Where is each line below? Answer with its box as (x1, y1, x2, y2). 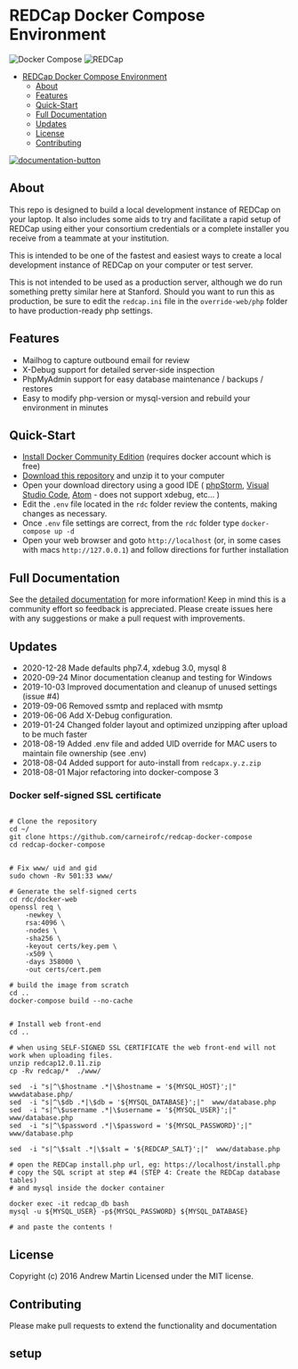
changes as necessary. (21, 508, 108, 519)
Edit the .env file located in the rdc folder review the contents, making (21, 499, 278, 509)
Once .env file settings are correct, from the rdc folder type (21, 518, 240, 529)
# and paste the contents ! (9, 1223, 114, 1232)
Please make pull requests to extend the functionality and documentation (9, 1320, 278, 1331)
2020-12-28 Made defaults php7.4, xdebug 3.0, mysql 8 (21, 663, 227, 673)
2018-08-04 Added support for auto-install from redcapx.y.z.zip (21, 757, 262, 768)
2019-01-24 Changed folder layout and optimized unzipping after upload (21, 720, 288, 730)
